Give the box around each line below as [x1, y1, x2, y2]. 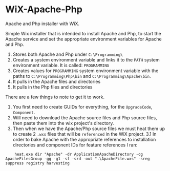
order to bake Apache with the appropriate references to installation [12, 136, 156, 142]
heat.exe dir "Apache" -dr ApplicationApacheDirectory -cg [14, 152, 143, 157]
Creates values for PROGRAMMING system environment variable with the [12, 68, 159, 74]
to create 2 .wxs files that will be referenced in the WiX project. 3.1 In [12, 131, 157, 137]
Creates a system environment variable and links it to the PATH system [12, 56, 160, 62]
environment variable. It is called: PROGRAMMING [12, 62, 110, 68]
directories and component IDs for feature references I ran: [12, 142, 138, 148]
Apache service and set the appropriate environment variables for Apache [5, 36, 162, 42]
